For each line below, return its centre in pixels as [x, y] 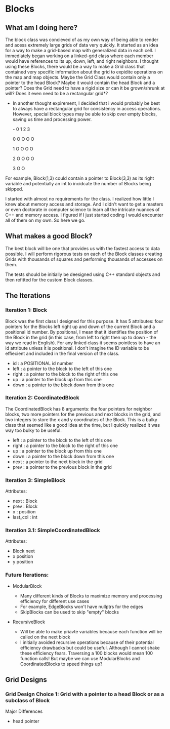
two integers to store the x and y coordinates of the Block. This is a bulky [81, 419]
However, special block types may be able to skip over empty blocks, [85, 114]
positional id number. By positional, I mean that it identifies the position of [82, 332]
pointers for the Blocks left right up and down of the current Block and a [80, 327]
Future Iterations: [27, 575]
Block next [24, 551]
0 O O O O [23, 139]
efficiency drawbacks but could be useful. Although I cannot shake [90, 647]
